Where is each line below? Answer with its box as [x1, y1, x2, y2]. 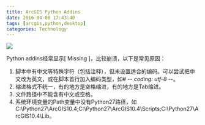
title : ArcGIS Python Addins [6, 9, 81, 15]
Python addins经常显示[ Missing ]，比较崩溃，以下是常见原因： [6, 55, 166, 62]
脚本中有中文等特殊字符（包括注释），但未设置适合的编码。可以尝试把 [15, 68, 190, 75]
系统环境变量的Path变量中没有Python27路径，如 [15, 98, 137, 105]
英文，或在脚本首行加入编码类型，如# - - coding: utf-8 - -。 [31, 76, 179, 83]
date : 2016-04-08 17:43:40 [6, 15, 75, 21]
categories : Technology [6, 26, 67, 32]
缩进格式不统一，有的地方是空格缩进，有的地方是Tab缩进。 [15, 83, 165, 90]
